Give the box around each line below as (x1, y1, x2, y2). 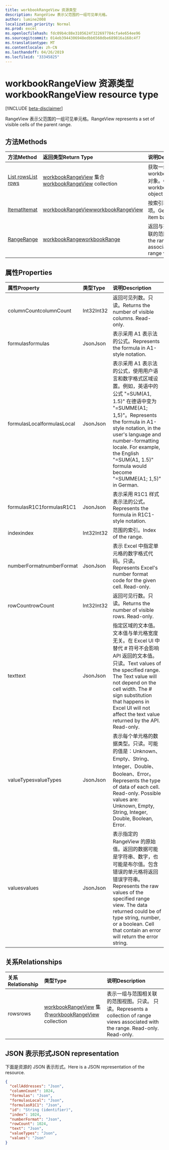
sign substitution (112, 692, 152, 699)
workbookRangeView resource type (5, 89, 158, 100)
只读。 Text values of (112, 660, 161, 667)
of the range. (112, 533, 143, 540)
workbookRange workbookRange (42, 236, 121, 243)
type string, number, (112, 914, 161, 921)
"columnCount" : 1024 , (10, 1088, 55, 1094)
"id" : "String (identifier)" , (10, 1107, 73, 1112)
